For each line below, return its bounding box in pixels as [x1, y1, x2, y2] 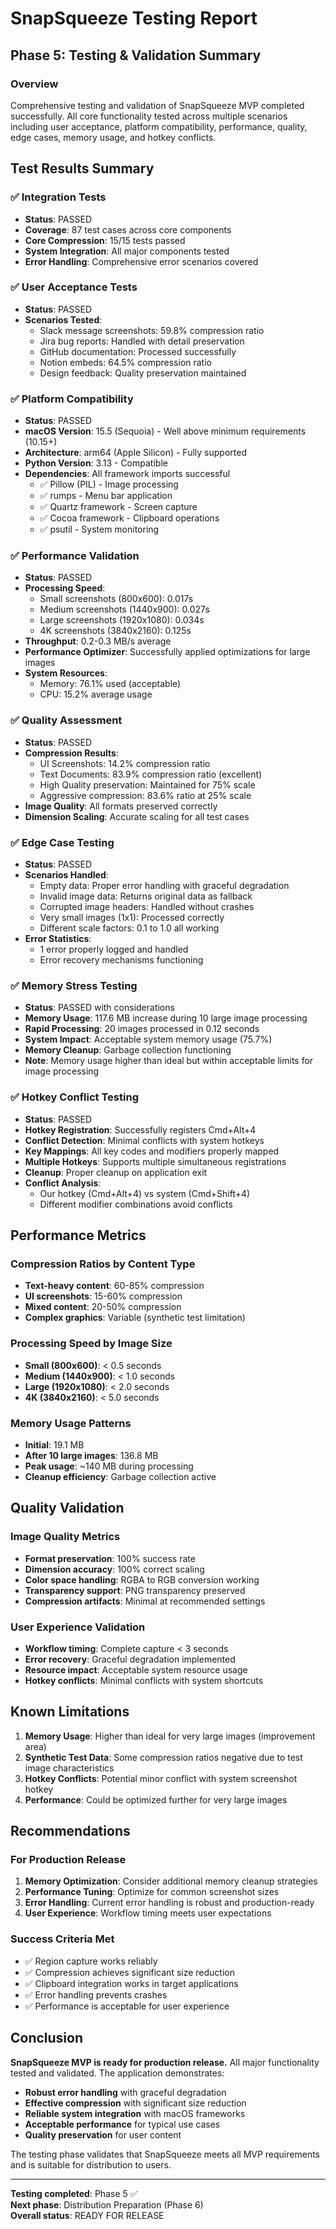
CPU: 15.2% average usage [39, 688, 153, 701]
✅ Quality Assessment [10, 713, 123, 727]
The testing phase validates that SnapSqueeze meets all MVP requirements [10, 2148, 320, 2160]
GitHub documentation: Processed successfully [39, 345, 237, 357]
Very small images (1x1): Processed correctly [39, 912, 225, 924]
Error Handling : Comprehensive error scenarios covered [24, 255, 259, 267]
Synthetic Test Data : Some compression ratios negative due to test [24, 1751, 303, 1763]
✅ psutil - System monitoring [39, 523, 160, 536]
